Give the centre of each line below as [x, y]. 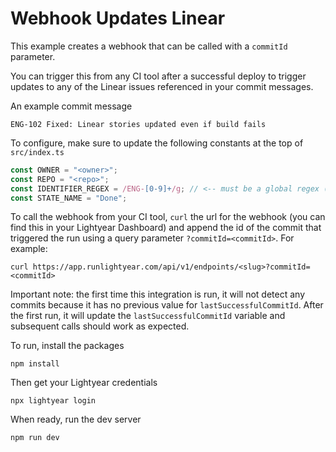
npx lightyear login [53, 401]
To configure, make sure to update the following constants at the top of [157, 143]
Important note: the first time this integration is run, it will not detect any [158, 294]
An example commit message [71, 106]
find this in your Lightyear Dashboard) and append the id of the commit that [166, 228]
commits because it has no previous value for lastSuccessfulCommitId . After [167, 305]
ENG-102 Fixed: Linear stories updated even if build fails [138, 124]
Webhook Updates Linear [118, 18]
